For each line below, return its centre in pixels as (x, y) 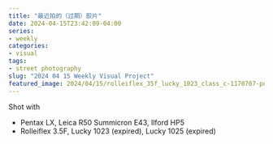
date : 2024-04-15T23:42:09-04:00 (65, 23)
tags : (17, 61)
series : (22, 31)
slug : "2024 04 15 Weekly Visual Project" (81, 76)
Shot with (24, 107)
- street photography (45, 69)
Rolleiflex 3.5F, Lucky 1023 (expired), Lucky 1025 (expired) (118, 131)
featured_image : (36, 83)
